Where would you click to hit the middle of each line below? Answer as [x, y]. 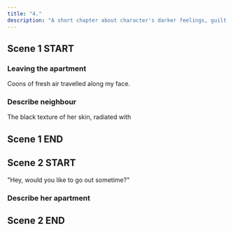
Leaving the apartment [47, 69]
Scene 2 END [36, 220]
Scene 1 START [41, 49]
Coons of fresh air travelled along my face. [69, 84]
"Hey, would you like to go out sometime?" [69, 180]
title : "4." [24, 14]
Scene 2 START [42, 163]
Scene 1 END [35, 139]
